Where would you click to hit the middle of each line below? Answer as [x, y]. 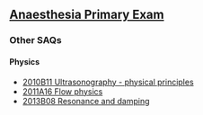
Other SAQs [35, 40]
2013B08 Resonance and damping [86, 101]
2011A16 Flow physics [62, 91]
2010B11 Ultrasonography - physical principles [108, 82]
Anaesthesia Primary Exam [87, 15]
